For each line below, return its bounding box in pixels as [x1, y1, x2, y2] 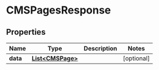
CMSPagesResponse [6, 4, 111, 17]
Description [83, 45, 118, 52]
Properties [6, 27, 46, 37]
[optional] [122, 54, 150, 62]
